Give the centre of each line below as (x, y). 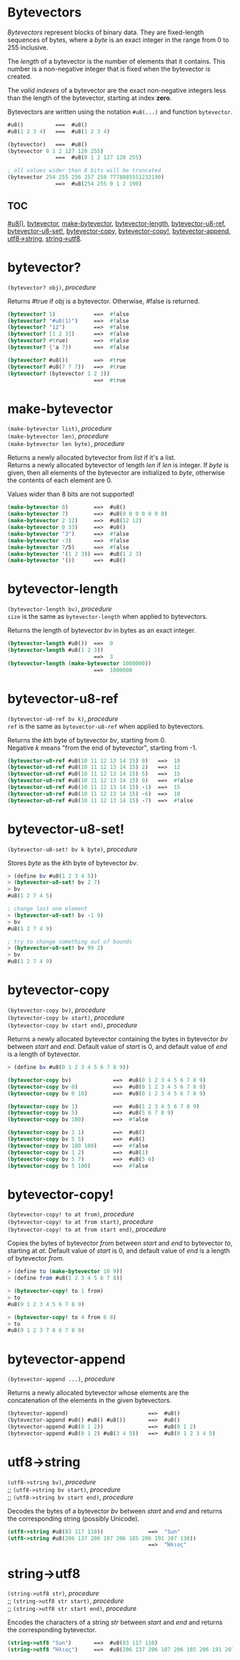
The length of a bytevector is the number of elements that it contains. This (116, 61)
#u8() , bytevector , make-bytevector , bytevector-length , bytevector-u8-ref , (117, 223)
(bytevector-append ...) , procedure (61, 1379)
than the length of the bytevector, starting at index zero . (90, 98)
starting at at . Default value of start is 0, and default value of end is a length (119, 1251)
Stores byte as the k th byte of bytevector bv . (73, 863)
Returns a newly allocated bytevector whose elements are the (98, 1393)
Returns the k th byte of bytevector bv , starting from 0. (87, 740)
